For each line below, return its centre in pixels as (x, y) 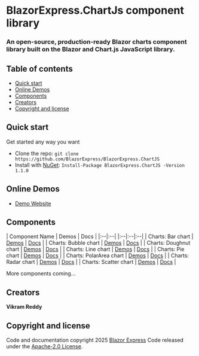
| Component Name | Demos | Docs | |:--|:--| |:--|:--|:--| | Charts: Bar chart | (100, 236)
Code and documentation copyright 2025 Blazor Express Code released (95, 340)
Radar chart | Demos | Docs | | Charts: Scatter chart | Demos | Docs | (91, 262)
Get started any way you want (43, 142)
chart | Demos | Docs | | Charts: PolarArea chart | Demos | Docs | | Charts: (98, 255)
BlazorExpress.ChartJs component (95, 10)
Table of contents (39, 69)
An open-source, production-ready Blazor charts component (97, 42)
